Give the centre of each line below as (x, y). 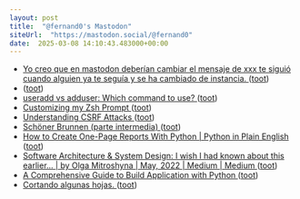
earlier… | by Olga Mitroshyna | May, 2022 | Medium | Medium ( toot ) (150, 165)
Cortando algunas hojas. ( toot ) (80, 185)
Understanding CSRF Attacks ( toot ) (89, 117)
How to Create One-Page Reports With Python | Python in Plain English (155, 136)
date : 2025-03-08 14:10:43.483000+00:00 (89, 43)
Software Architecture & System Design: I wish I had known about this (153, 156)
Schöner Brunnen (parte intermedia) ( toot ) (102, 127)
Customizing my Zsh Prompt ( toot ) (87, 108)
